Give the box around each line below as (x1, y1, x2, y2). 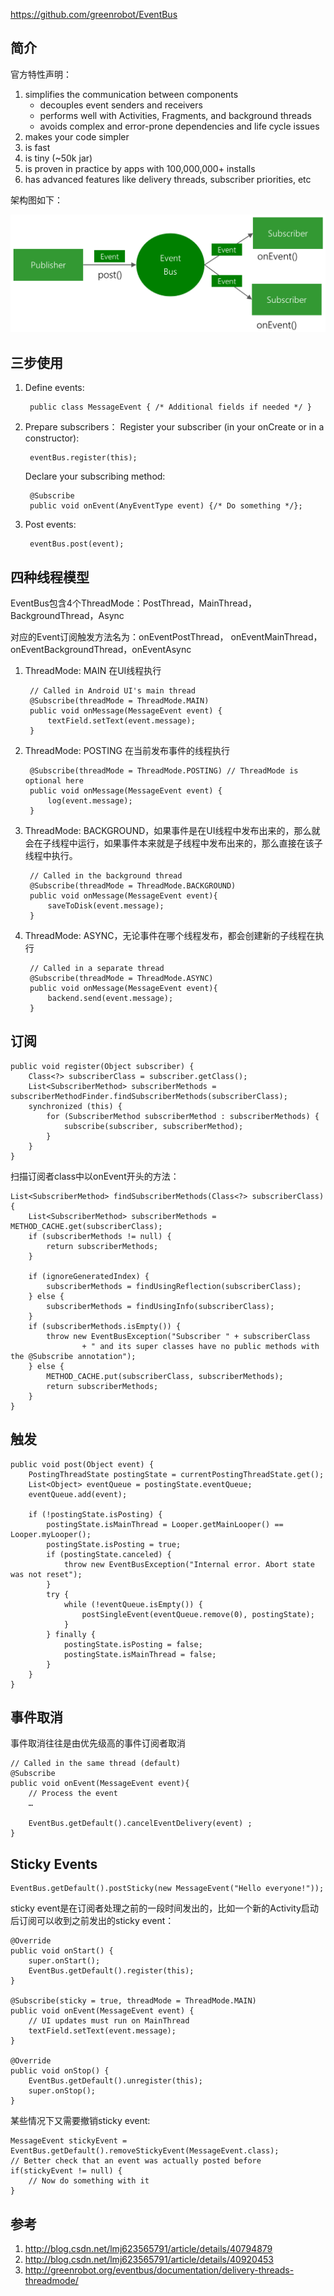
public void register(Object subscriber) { (10, 1061, 195, 1071)
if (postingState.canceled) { (46, 1549, 172, 1559)
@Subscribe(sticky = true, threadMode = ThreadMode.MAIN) (10, 1996, 257, 2006)
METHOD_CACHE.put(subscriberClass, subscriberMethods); (46, 1371, 284, 1381)
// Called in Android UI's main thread (29, 685, 196, 696)
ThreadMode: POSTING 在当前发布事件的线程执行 (24, 744, 230, 756)
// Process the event (28, 1789, 118, 1799)
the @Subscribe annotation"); (10, 1351, 137, 1361)
